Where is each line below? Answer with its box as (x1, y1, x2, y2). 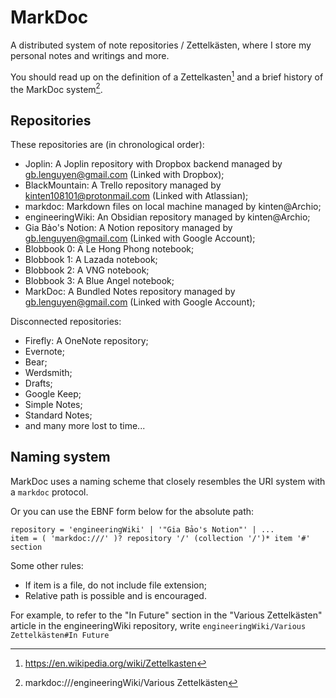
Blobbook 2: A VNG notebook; (24, 264, 150, 276)
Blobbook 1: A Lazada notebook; (24, 254, 158, 266)
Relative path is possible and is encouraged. (24, 589, 207, 601)
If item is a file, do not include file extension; (24, 579, 207, 591)
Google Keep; (24, 388, 82, 400)
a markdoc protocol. (10, 486, 89, 498)
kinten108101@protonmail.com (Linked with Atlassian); (24, 190, 249, 202)
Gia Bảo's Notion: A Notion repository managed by (24, 222, 233, 234)
